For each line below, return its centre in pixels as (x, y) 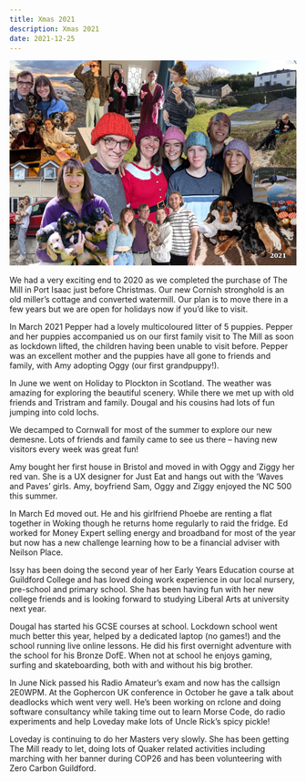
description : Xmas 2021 (55, 29)
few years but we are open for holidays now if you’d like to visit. (129, 309)
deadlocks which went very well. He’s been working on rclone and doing (145, 703)
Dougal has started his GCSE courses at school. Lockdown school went (143, 627)
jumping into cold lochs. (54, 412)
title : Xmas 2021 (42, 19)
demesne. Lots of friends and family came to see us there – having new (143, 440)
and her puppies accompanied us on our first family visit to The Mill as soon (152, 336)
